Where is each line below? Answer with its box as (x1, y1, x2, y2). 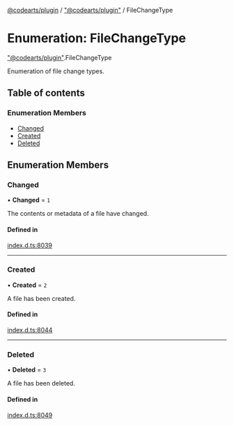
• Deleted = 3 (7, 366, 47, 374)
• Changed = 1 (7, 196, 51, 205)
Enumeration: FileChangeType (7, 31, 187, 46)
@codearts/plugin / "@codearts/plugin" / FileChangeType (7, 6, 173, 14)
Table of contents (7, 87, 85, 99)
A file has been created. (7, 294, 76, 302)
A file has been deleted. (7, 379, 75, 388)
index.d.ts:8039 (7, 241, 53, 249)
